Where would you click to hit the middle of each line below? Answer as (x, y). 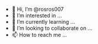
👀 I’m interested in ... (37, 15)
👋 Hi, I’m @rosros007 (38, 9)
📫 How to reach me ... (39, 35)
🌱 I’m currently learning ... (43, 22)
